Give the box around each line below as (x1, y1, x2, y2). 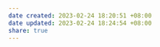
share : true (8, 26, 48, 34)
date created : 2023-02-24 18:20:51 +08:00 (8, 11, 152, 20)
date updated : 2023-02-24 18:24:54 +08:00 (8, 19, 152, 27)
